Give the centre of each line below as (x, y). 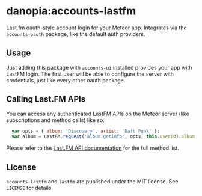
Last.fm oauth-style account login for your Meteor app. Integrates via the (97, 28)
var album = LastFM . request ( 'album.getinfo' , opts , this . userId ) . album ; (105, 136)
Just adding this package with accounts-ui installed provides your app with (99, 67)
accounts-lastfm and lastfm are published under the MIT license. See (92, 182)
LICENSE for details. (29, 188)
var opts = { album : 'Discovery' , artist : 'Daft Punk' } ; (86, 131)
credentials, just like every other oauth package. (66, 80)
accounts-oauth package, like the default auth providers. (76, 34)
